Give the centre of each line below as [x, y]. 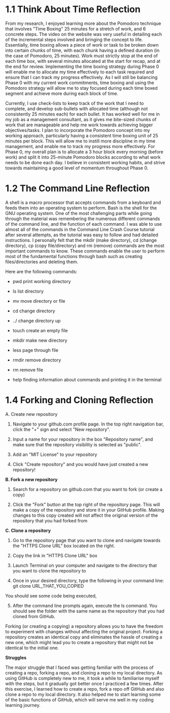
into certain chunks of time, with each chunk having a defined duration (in [82, 50]
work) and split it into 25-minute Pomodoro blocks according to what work [83, 157]
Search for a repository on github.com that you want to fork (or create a [88, 489]
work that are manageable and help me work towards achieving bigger [79, 125]
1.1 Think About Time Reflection [73, 9]
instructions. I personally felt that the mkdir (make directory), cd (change [81, 240]
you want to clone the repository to [49, 571]
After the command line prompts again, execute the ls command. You [85, 605]
